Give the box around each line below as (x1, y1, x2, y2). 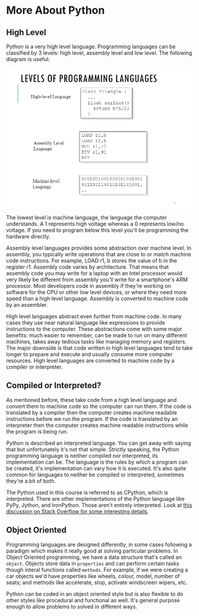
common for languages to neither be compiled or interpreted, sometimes (6, 471, 184, 478)
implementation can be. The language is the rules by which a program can (6, 458, 188, 466)
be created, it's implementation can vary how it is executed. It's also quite (6, 464, 187, 472)
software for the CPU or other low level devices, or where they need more (6, 289, 187, 296)
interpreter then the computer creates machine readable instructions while (6, 422, 188, 429)
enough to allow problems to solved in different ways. (6, 603, 138, 610)
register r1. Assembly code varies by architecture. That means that (6, 263, 169, 271)
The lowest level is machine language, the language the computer (6, 214, 168, 221)
